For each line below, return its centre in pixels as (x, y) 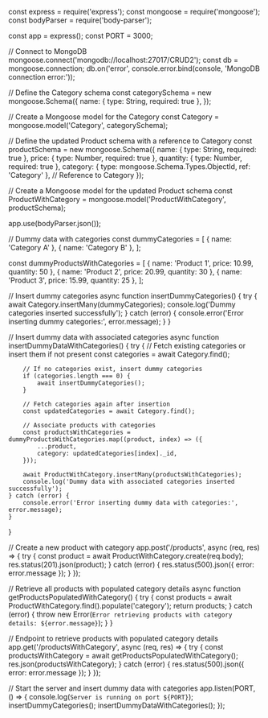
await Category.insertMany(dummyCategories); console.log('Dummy (122, 304)
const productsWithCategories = (77, 432)
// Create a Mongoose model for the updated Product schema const (120, 191)
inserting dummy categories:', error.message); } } (89, 322)
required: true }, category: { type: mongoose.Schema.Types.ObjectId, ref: (130, 167)
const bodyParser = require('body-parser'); (80, 20)
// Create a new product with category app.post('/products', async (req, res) (134, 547)
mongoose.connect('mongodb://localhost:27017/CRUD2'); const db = (124, 60)
